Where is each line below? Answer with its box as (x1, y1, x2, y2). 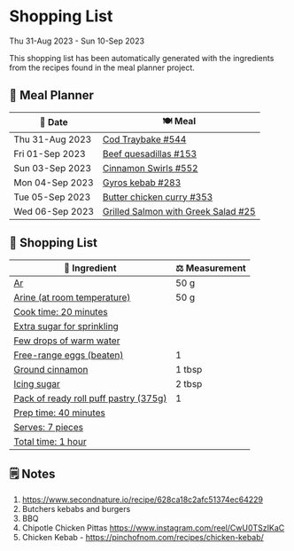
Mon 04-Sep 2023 (13, 176, 95, 188)
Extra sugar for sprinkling (13, 319, 120, 332)
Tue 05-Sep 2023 (13, 191, 91, 203)
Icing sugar (13, 377, 60, 390)
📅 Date (39, 116, 68, 129)
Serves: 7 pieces (13, 421, 84, 433)
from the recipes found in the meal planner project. (9, 62, 195, 73)
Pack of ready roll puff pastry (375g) (13, 392, 167, 405)
